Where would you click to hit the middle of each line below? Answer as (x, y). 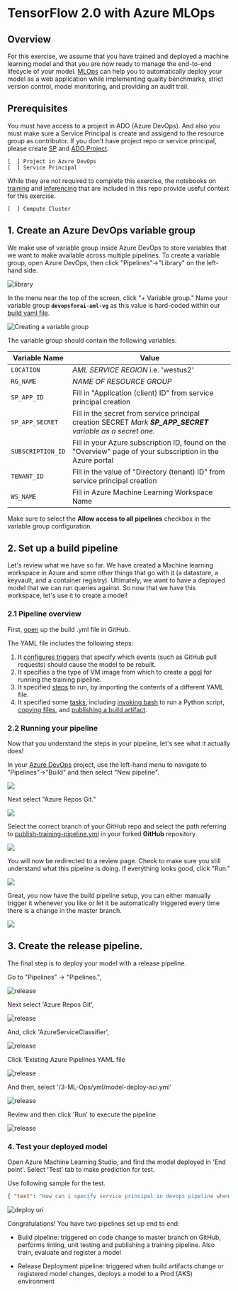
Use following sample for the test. (57, 1183)
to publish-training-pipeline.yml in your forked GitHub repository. (102, 834)
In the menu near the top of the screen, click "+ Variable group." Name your (118, 298)
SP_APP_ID (27, 397)
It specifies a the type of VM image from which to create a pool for (115, 672)
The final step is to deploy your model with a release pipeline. (97, 963)
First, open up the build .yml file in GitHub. (69, 629)
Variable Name (38, 358)
